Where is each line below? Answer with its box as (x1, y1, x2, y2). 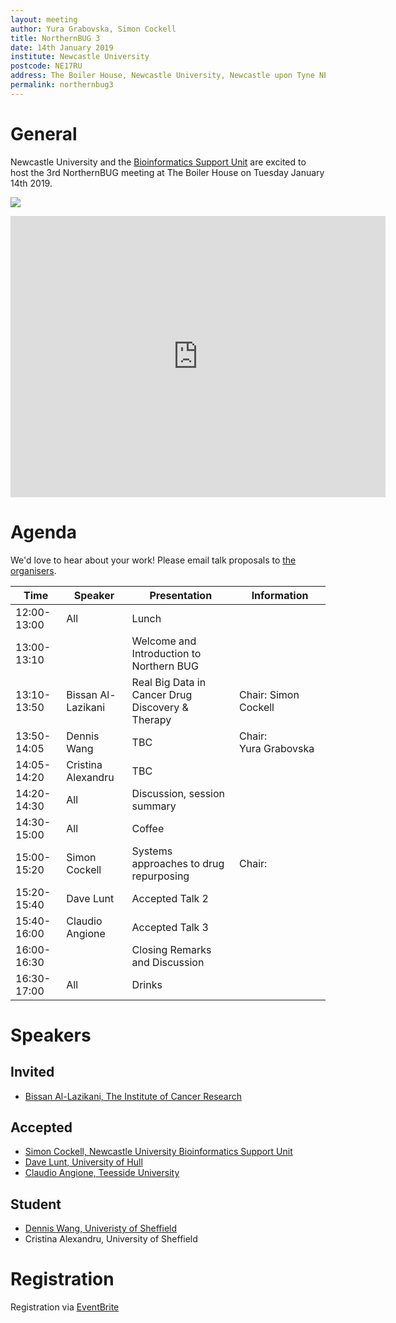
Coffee (131, 821, 165, 835)
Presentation (149, 588, 213, 602)
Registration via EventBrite (10, 1301, 120, 1313)
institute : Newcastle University (10, 52, 150, 62)
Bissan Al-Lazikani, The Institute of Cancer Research (24, 1090, 243, 1102)
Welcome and (131, 634, 197, 648)
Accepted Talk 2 (131, 891, 209, 905)
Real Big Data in (131, 675, 207, 689)
